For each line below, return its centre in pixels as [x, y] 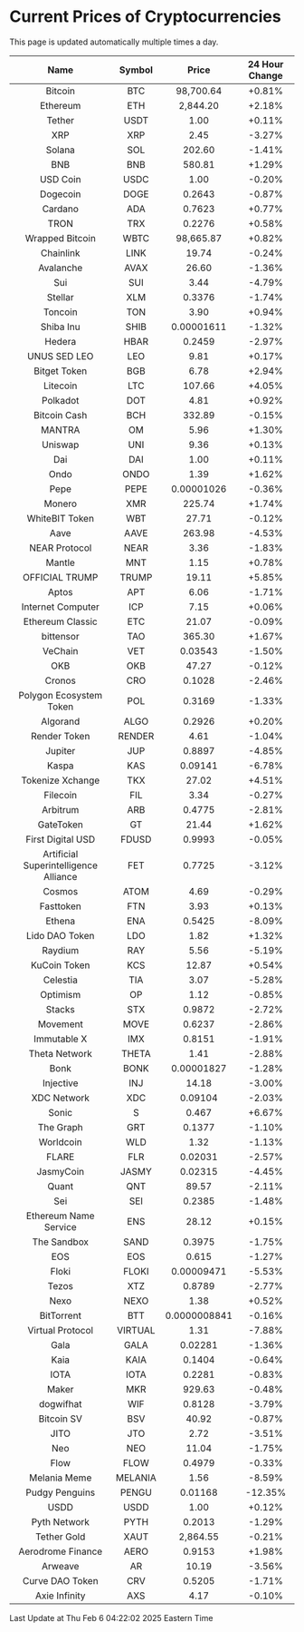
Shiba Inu [61, 327]
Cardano [61, 209]
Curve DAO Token [60, 1580]
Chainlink [60, 253]
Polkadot [61, 400]
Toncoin [61, 312]
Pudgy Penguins [61, 1492]
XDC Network [61, 1098]
